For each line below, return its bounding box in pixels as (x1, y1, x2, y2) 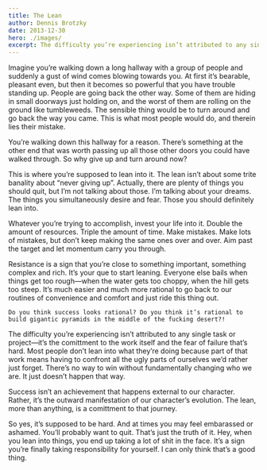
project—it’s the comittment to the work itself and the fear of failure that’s (8, 338, 248, 348)
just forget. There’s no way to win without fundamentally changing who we (8, 363, 253, 373)
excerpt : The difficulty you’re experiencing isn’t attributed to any (8, 41, 247, 49)
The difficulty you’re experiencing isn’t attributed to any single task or (8, 329, 236, 339)
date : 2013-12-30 (8, 26, 66, 34)
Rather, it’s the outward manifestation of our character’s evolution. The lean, (8, 395, 257, 405)
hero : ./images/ (8, 33, 62, 42)
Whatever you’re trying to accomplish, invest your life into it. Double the (8, 219, 243, 229)
